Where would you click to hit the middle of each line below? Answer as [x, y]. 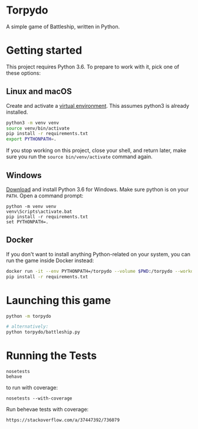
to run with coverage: [32, 388]
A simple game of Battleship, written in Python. [63, 27]
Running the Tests [52, 356]
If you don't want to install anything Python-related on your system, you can [98, 254]
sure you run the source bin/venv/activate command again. [80, 157]
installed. [17, 112]
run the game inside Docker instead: [50, 260]
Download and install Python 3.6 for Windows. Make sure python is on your [98, 189]
